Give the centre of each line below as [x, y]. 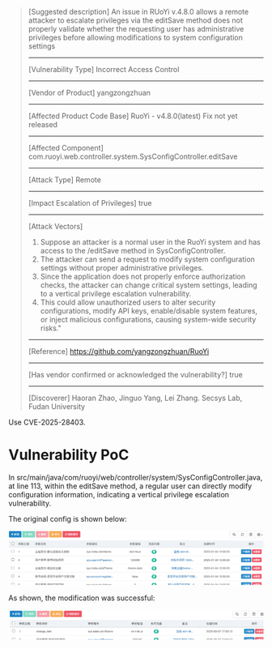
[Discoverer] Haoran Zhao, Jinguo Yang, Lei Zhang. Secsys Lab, [135, 398]
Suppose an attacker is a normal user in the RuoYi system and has [150, 242]
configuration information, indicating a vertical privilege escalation [119, 494]
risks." [51, 328]
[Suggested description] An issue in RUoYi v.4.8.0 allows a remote [138, 12]
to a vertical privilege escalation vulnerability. [116, 294]
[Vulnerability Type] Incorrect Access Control [104, 69]
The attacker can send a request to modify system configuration [147, 259]
